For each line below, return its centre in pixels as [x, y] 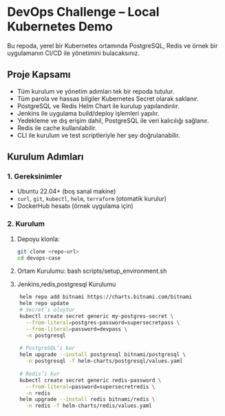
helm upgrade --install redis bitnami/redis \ [87, 399]
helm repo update [44, 304]
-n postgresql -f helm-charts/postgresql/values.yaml [104, 361]
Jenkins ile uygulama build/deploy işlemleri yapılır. [88, 113]
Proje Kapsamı [39, 75]
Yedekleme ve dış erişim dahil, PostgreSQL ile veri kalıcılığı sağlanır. [113, 121]
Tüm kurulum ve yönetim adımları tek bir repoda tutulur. [96, 91]
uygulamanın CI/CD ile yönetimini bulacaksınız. [73, 53]
